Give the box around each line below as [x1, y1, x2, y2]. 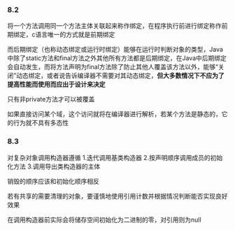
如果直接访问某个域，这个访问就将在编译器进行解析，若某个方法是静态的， [7, 110, 222, 118]
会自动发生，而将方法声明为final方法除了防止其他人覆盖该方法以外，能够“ [7, 63, 219, 71]
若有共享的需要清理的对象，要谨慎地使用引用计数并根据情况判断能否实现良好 [7, 192, 228, 200]
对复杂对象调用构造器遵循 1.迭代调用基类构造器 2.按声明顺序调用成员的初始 [7, 153, 223, 161]
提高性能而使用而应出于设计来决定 [7, 80, 106, 89]
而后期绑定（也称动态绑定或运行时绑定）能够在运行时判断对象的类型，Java [7, 45, 224, 54]
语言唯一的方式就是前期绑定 [34, 30, 115, 39]
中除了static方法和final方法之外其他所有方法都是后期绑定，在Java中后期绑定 [7, 54, 227, 62]
